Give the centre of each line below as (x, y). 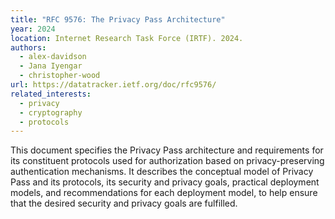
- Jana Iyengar (51, 66)
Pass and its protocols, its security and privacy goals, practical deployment (165, 182)
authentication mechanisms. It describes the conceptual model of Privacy (162, 172)
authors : (28, 47)
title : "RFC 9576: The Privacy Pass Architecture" (118, 19)
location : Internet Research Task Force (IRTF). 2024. (127, 38)
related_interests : (51, 94)
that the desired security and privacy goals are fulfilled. (124, 203)
